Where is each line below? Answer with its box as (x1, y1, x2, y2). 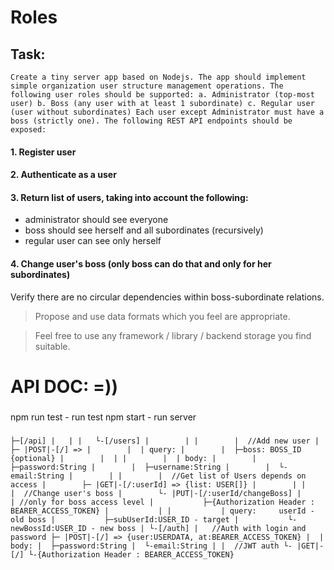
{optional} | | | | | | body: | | (10, 453, 257, 463)
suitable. (34, 340, 71, 352)
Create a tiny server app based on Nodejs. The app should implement (10, 72, 307, 82)
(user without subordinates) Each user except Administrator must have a (10, 107, 325, 117)
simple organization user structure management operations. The (10, 81, 284, 91)
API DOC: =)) (10, 375, 119, 398)
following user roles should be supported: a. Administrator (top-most (10, 90, 315, 100)
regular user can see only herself (24, 235, 162, 247)
